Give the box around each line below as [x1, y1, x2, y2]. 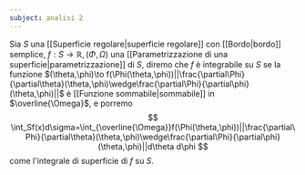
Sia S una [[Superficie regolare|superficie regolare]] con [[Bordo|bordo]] [9, 38, 282, 49]
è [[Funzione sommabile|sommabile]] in [66, 87, 216, 98]
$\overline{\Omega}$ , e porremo [9, 98, 134, 108]
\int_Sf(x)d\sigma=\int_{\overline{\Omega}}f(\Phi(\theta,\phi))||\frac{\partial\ [10, 121, 296, 132]
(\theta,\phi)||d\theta [97, 140, 175, 151]
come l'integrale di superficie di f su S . [9, 155, 155, 166]
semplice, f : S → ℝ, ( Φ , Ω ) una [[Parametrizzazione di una [9, 48, 229, 59]
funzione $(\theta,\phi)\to [9, 68, 105, 79]
